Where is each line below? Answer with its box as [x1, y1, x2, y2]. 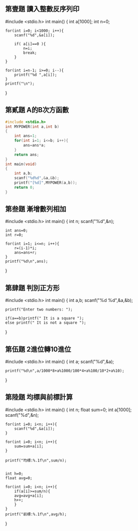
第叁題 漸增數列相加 [5, 205, 66, 213]
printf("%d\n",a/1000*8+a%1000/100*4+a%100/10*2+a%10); [5, 368, 124, 373]
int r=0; [5, 233, 24, 238]
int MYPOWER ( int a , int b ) [5, 124, 59, 129]
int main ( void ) [5, 162, 37, 167]
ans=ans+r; [14, 250, 37, 255]
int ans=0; [5, 228, 28, 233]
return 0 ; [14, 185, 35, 190]
